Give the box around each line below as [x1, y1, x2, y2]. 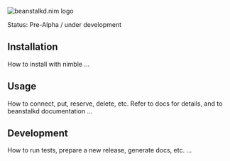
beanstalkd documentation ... [7, 106, 93, 115]
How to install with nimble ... [7, 60, 90, 68]
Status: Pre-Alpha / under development [7, 21, 122, 28]
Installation [7, 41, 58, 53]
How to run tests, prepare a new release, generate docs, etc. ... [7, 146, 192, 155]
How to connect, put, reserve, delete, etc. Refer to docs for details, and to [7, 99, 223, 108]
